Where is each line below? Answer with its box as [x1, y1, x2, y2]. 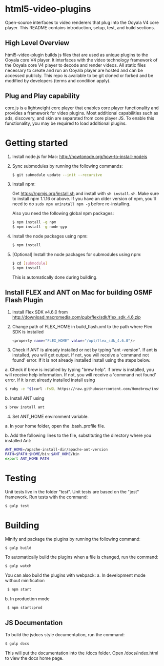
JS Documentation [5, 619, 63, 627]
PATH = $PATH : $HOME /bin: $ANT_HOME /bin [5, 452, 80, 457]
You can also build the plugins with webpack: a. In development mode [5, 572, 145, 578]
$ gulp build [5, 545, 32, 550]
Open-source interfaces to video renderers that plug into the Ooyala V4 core [5, 20, 159, 25]
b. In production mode [5, 596, 50, 602]
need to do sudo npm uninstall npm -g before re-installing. [12, 201, 131, 207]
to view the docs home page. [5, 655, 63, 661]
